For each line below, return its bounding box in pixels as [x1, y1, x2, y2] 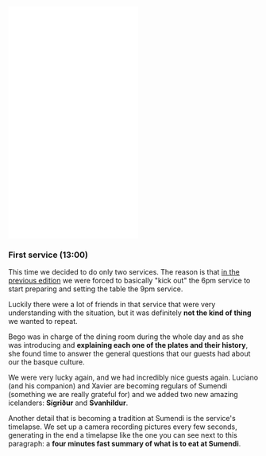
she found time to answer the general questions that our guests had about [8, 349, 251, 359]
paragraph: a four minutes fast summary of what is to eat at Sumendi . [8, 439, 241, 449]
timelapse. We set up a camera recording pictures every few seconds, [8, 422, 238, 431]
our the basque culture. [8, 357, 85, 367]
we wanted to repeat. [8, 317, 78, 326]
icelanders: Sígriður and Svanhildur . [8, 398, 129, 407]
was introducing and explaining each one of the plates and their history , [8, 341, 249, 350]
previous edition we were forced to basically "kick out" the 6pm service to [8, 276, 251, 286]
